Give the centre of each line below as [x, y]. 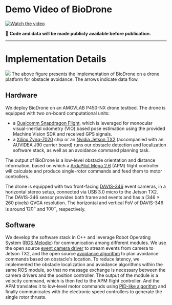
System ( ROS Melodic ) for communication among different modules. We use [86, 243]
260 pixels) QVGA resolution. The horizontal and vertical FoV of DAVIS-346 [84, 203]
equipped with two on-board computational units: [58, 113]
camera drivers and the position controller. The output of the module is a [82, 275]
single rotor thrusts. [26, 297]
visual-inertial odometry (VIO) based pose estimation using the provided [89, 128]
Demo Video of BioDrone [59, 9]
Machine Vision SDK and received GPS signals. [62, 134]
